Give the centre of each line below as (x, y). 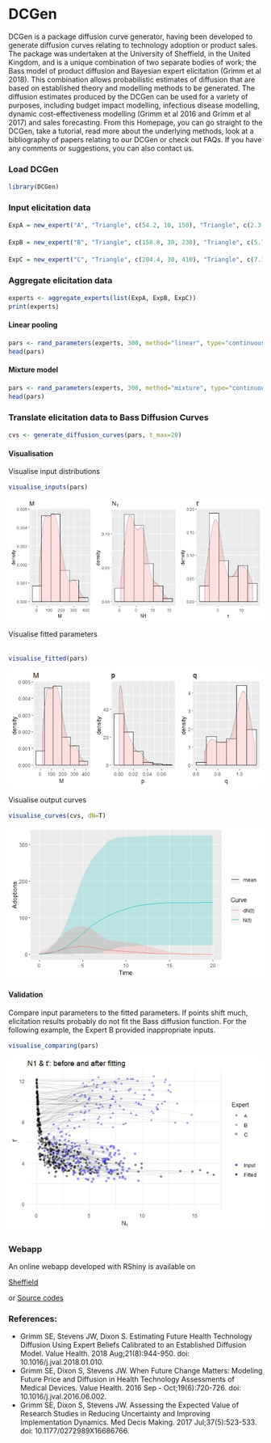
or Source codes (36, 1298)
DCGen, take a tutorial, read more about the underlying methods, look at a (131, 131)
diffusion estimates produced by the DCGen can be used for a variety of (128, 96)
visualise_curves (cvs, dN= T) (57, 816)
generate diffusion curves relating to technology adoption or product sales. (133, 44)
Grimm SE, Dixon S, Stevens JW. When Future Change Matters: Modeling (141, 1371)
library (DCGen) (34, 187)
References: (33, 1319)
